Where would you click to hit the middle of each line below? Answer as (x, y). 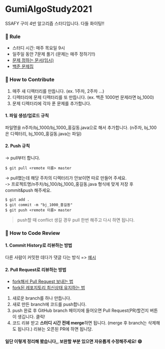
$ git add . (17, 199)
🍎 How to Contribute (30, 80)
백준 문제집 (23, 66)
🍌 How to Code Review (33, 233)
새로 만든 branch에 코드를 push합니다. (49, 305)
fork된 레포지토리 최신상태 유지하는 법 (49, 288)
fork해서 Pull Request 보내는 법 (43, 282)
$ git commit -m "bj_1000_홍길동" (39, 205)
